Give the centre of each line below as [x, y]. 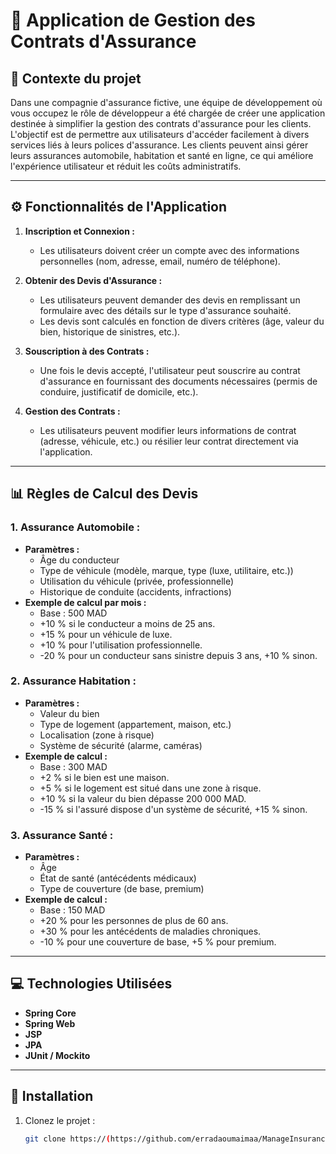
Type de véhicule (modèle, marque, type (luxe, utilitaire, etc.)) [166, 570]
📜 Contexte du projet [76, 78]
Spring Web [50, 1023]
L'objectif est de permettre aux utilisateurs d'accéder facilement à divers [160, 134]
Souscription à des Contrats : [87, 351]
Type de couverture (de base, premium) [122, 889]
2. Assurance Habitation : [73, 681]
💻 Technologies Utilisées [91, 984]
